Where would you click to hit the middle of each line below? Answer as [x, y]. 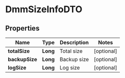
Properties [22, 28]
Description [74, 43]
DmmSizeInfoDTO [44, 9]
